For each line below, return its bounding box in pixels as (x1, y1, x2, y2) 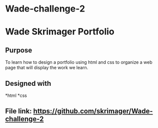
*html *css (5, 92, 27, 98)
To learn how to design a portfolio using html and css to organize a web (5, 59, 152, 65)
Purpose (5, 46, 32, 54)
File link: (5, 107, 32, 115)
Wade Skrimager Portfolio (5, 26, 115, 38)
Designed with (5, 79, 51, 88)
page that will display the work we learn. (5, 65, 88, 71)
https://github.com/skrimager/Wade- (33, 107, 153, 115)
